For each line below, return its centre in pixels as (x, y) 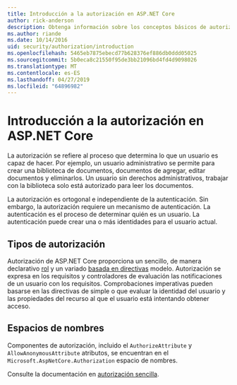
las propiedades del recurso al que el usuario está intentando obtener (108, 298)
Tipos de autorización (56, 244)
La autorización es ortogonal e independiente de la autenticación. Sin (108, 199)
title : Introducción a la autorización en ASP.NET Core (91, 14)
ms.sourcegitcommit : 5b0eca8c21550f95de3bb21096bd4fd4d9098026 (102, 60)
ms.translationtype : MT (42, 66)
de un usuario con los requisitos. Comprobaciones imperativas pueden (110, 284)
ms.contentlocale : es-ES (44, 73)
